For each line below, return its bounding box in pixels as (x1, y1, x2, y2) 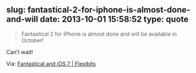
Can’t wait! (6, 48, 33, 56)
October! (21, 36, 44, 44)
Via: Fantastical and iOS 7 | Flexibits (6, 60, 96, 67)
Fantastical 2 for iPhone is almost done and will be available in (21, 30, 177, 37)
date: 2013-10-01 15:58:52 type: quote (40, 14, 189, 25)
